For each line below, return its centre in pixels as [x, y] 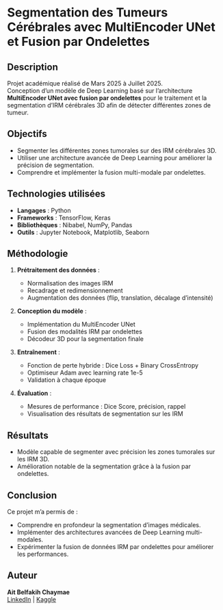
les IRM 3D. [33, 459]
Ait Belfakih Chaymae [39, 592]
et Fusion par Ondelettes [79, 42]
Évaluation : [34, 393]
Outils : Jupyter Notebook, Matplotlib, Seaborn [83, 232]
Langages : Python [44, 210]
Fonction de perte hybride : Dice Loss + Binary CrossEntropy [113, 366]
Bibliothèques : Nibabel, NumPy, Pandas [75, 225]
